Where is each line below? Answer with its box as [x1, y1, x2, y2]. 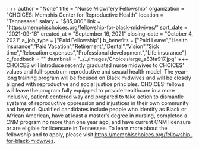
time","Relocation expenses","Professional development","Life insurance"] [6, 49, 187, 56]
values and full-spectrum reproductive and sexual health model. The [6, 68, 174, 75]
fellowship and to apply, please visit [6, 131, 94, 138]
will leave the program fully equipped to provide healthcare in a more [6, 87, 175, 94]
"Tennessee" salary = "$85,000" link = [6, 18, 101, 24]
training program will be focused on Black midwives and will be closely [18, 74, 192, 81]
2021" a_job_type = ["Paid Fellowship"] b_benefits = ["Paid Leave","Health [6, 37, 188, 43]
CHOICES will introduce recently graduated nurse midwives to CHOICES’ [6, 62, 184, 69]
